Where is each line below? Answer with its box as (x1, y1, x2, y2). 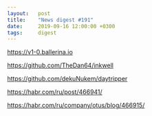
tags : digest (7, 29, 57, 36)
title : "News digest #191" (7, 16, 94, 23)
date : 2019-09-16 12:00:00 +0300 (7, 23, 116, 30)
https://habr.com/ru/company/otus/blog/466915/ (7, 101, 145, 110)
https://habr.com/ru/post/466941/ (7, 88, 103, 96)
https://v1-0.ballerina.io (7, 48, 74, 56)
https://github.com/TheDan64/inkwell (7, 61, 113, 69)
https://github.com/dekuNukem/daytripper (7, 75, 128, 83)
